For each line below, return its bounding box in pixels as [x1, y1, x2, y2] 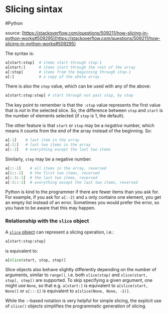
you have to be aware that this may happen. [5, 205, 96, 211]
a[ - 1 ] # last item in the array [5, 137, 80, 143]
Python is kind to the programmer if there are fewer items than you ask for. [5, 189, 159, 195]
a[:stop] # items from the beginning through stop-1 [5, 69, 131, 74]
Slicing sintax [5, 4, 63, 15]
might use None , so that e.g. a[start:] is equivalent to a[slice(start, [5, 283, 148, 289]
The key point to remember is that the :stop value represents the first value [5, 102, 161, 108]
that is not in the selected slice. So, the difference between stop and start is [5, 107, 163, 114]
